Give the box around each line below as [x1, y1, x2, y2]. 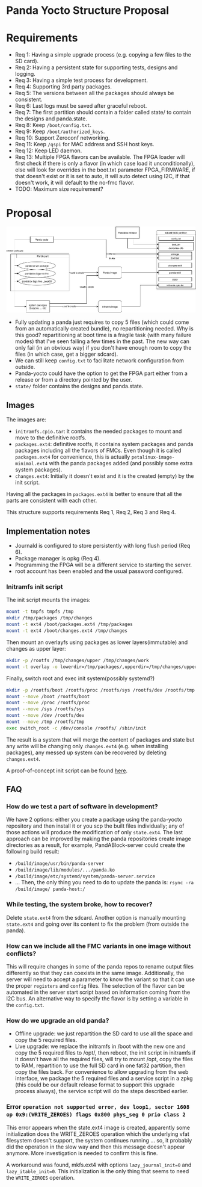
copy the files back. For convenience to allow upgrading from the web [14, 1068, 189, 1076]
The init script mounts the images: [6, 597, 91, 604]
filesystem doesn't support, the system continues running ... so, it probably [6, 1136, 192, 1144]
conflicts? [6, 949, 37, 958]
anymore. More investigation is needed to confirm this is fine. [6, 1149, 158, 1156]
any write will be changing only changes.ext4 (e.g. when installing [6, 742, 168, 749]
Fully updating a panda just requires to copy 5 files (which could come [14, 318, 189, 326]
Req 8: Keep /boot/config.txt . [14, 122, 92, 129]
